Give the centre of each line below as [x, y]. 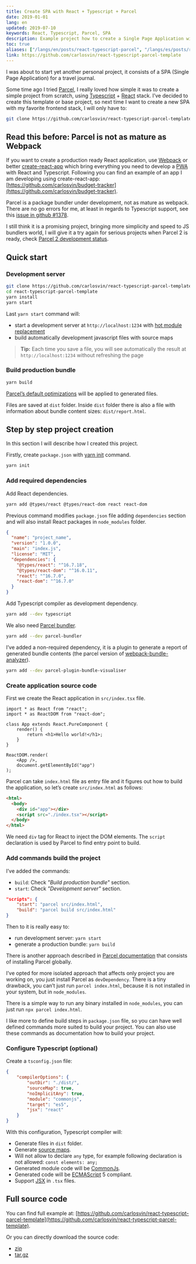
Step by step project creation [60, 430]
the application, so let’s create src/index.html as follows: [75, 787]
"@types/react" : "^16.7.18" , [52, 565]
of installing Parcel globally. [39, 962]
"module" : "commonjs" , [55, 1099]
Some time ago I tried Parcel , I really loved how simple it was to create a [92, 89]
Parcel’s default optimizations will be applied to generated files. [82, 394]
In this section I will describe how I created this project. [72, 443]
